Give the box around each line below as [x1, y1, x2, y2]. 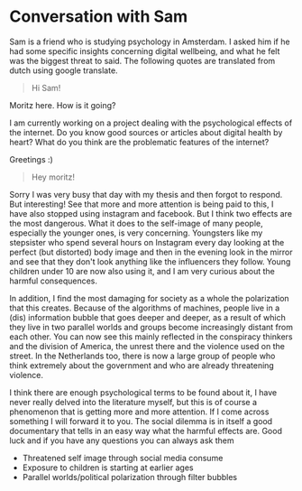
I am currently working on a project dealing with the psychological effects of [9, 117, 293, 128]
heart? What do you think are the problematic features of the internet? [9, 136, 270, 147]
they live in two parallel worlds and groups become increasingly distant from [9, 321, 293, 332]
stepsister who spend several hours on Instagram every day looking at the [9, 236, 285, 247]
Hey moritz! [31, 171, 75, 182]
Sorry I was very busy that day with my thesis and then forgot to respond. [9, 189, 283, 199]
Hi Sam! [31, 82, 61, 93]
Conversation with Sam [9, 6, 188, 27]
